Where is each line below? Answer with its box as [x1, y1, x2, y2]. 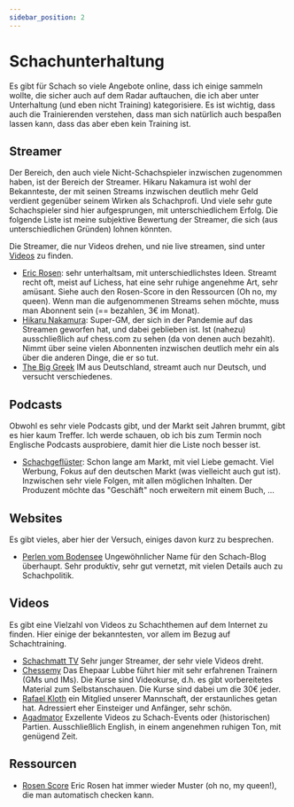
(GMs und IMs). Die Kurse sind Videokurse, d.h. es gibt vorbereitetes [21, 674, 274, 685]
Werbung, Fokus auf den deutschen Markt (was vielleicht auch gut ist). [21, 466, 282, 477]
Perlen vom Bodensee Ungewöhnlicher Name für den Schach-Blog [21, 552, 267, 561]
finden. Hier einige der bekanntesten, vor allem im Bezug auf [9, 629, 231, 639]
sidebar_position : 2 [9, 12, 86, 22]
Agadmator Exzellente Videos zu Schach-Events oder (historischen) [21, 711, 271, 723]
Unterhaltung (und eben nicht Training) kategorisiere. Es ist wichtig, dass [9, 99, 276, 110]
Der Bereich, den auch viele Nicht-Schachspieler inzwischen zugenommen [9, 168, 283, 178]
